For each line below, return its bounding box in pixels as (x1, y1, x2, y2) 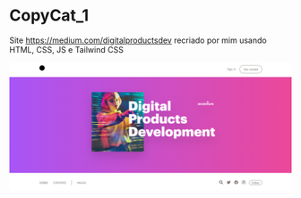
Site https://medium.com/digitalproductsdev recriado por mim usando (9, 35, 267, 45)
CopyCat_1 (9, 5, 90, 26)
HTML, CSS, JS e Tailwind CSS (9, 44, 124, 54)
